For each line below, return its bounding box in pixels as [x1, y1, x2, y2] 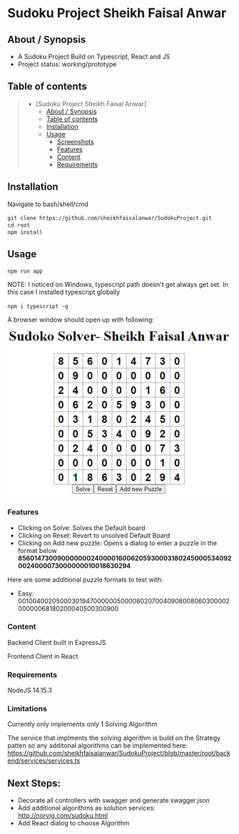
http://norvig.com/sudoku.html [17, 811, 108, 820]
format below [17, 546, 57, 554]
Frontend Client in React [7, 651, 78, 661]
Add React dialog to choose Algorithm [17, 819, 130, 828]
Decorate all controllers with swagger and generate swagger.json [17, 796, 210, 805]
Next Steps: [7, 777, 61, 789]
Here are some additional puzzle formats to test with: [7, 575, 163, 584]
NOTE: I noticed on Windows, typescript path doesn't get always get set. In [7, 280, 228, 289]
